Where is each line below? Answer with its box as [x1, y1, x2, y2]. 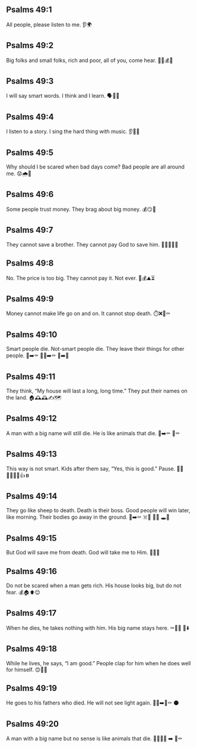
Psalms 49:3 [6, 76, 54, 86]
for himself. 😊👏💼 [6, 666, 47, 673]
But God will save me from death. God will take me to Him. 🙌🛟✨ [6, 549, 160, 556]
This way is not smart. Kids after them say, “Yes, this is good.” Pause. [6, 465, 176, 472]
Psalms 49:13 [6, 449, 58, 459]
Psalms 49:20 [6, 719, 59, 729]
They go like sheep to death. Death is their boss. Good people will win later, [6, 507, 190, 514]
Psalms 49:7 [6, 225, 53, 235]
